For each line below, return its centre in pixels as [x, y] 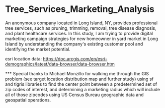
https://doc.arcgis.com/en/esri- [75, 58]
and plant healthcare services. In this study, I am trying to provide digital [79, 33]
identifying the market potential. [38, 49]
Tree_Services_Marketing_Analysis [80, 9]
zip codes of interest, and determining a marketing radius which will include [82, 89]
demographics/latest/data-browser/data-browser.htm [60, 64]
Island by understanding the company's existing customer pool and [74, 44]
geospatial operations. [28, 100]
